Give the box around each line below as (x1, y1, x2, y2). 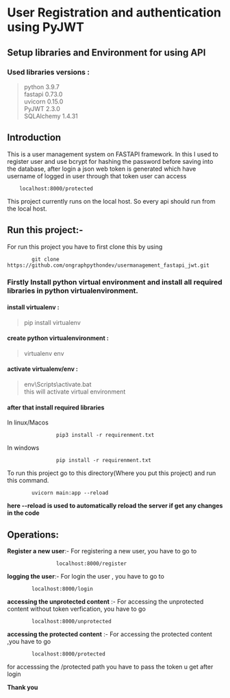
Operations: (7, 529, 60, 540)
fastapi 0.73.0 (23, 90, 63, 98)
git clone (31, 256, 60, 263)
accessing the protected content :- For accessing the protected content (7, 630, 212, 638)
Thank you (7, 684, 38, 692)
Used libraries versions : (7, 67, 90, 77)
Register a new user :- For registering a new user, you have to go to (7, 547, 197, 555)
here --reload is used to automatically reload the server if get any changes (7, 502, 223, 510)
